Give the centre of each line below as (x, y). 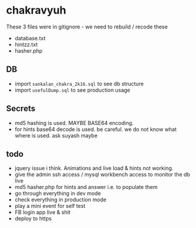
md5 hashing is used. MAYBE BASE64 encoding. (74, 123)
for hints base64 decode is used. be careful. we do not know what (96, 129)
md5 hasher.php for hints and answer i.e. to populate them (86, 187)
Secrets (21, 109)
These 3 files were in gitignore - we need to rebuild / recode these (87, 27)
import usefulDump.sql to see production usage (72, 90)
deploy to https (33, 219)
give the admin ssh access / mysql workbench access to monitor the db (102, 175)
